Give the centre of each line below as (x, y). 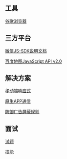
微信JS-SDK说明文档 (26, 51)
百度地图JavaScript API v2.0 (33, 61)
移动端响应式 (18, 91)
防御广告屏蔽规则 (22, 112)
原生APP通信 (18, 101)
